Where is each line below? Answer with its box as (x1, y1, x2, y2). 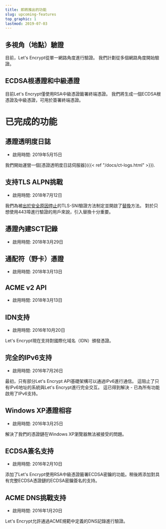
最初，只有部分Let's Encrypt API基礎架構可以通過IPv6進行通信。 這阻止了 (5, 378, 155, 384)
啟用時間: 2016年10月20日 (12, 327, 65, 333)
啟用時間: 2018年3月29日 (12, 239, 63, 245)
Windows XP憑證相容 (5, 407, 72, 415)
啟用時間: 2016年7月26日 (12, 368, 63, 373)
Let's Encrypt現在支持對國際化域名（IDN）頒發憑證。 (5, 337, 114, 343)
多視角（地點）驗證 (5, 41, 64, 49)
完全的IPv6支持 (5, 354, 52, 362)
